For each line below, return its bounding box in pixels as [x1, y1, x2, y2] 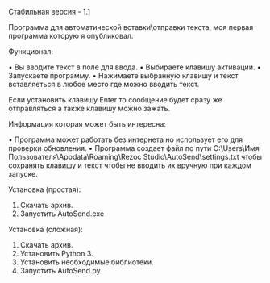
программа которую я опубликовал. [8, 31, 134, 40]
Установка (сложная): [8, 225, 83, 234]
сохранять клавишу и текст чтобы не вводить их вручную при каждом [8, 160, 252, 170]
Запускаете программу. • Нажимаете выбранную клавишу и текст [8, 71, 239, 80]
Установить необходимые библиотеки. [19, 257, 155, 267]
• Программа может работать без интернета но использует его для [8, 135, 243, 144]
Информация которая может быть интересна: [8, 119, 167, 128]
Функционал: [8, 47, 54, 56]
